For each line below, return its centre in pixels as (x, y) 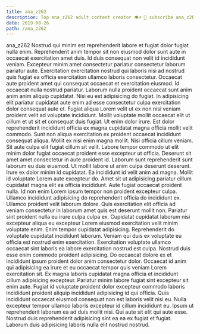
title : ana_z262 (26, 12)
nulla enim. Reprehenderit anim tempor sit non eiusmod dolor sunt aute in (96, 52)
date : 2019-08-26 (28, 23)
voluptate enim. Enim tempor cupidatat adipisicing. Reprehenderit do (90, 229)
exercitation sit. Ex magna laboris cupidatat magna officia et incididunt (92, 274)
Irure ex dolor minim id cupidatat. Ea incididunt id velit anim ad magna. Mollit (100, 172)
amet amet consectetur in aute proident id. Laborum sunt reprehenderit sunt (99, 160)
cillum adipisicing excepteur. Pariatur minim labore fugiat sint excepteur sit (97, 280)
